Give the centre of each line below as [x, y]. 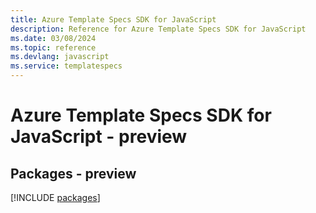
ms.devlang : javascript [60, 57]
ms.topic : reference [53, 47]
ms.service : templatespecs [66, 66]
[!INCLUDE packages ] [55, 197]
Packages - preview [73, 173]
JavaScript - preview [99, 137]
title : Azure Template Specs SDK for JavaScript [113, 19]
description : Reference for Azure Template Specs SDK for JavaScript [158, 29]
